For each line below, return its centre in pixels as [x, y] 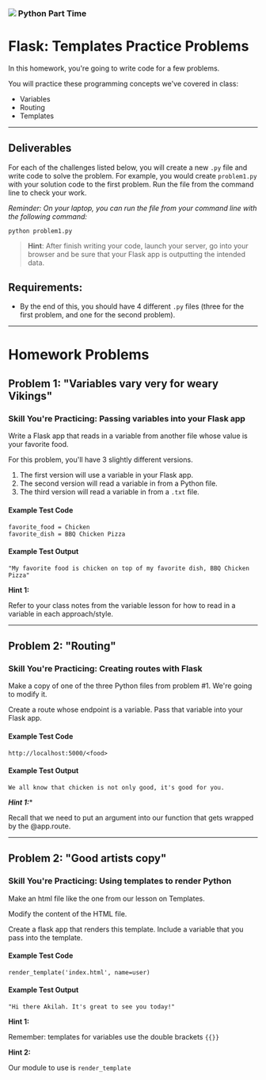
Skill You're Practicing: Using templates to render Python [120, 881]
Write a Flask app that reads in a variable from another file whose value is [128, 436]
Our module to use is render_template [70, 1067]
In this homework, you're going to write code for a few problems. [114, 68]
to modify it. [28, 694]
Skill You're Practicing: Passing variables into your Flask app [127, 418]
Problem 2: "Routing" [62, 646]
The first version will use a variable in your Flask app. [106, 475]
